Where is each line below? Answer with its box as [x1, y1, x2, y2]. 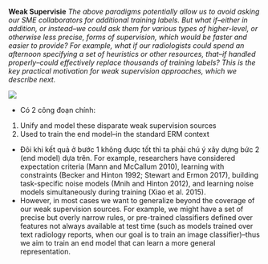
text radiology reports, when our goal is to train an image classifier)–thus [19, 230, 261, 239]
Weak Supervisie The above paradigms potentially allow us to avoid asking [8, 7, 260, 16]
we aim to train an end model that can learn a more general [19, 238, 216, 247]
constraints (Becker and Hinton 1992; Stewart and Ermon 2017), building [19, 170, 259, 179]
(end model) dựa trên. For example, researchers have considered [19, 154, 236, 162]
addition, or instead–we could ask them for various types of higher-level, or [8, 24, 258, 33]
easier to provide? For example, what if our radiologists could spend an [8, 41, 245, 50]
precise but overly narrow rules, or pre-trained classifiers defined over [19, 213, 254, 222]
